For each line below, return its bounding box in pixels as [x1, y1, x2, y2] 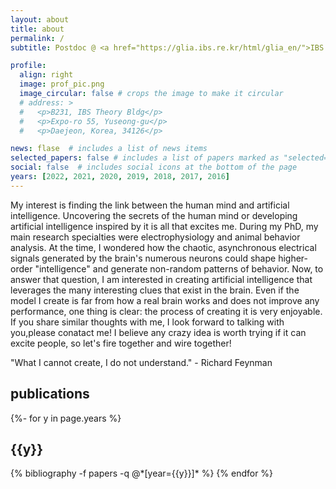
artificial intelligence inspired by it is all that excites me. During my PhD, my [10, 220, 319, 232]
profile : [10, 61, 47, 71]
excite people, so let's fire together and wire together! [10, 337, 232, 349]
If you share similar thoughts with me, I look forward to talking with [10, 316, 285, 328]
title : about [10, 24, 65, 34]
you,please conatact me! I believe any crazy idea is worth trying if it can [10, 326, 307, 338]
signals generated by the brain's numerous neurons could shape [10, 252, 277, 264]
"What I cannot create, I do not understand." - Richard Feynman [10, 356, 273, 368]
